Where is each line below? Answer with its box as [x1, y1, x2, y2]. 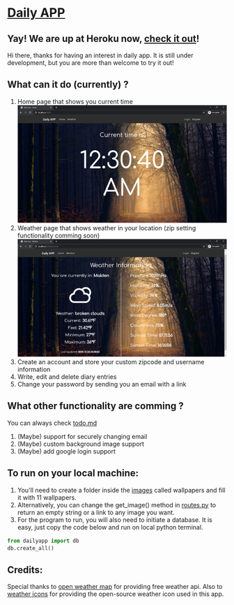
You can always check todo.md [7, 419, 97, 427]
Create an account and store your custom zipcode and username [17, 358, 205, 366]
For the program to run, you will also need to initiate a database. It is [17, 515, 212, 524]
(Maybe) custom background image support [17, 440, 145, 448]
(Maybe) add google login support [17, 447, 116, 455]
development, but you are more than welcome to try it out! [7, 59, 174, 67]
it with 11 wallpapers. [17, 493, 77, 502]
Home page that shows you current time [17, 97, 134, 105]
